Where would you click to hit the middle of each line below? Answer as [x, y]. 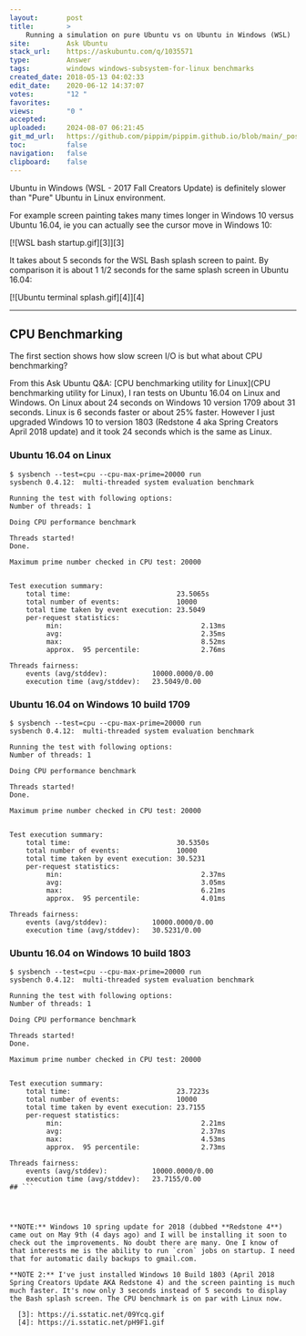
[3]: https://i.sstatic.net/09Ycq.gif [92, 1315]
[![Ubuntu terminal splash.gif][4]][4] [77, 297]
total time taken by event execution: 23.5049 [116, 610]
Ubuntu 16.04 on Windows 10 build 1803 [100, 953]
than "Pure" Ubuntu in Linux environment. [87, 198]
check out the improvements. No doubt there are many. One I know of [144, 1243]
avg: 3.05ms [136, 882]
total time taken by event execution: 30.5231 [116, 858]
